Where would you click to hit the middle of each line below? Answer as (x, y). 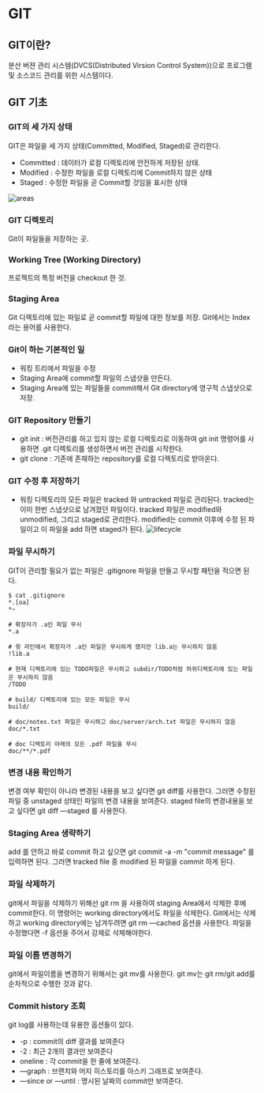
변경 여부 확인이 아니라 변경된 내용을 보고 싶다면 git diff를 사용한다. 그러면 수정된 (132, 791)
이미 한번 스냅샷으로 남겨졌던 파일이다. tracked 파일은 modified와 (121, 510)
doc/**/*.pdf (30, 751)
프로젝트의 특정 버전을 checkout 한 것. (67, 278)
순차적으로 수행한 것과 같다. (50, 983)
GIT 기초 (28, 102)
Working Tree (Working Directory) (75, 259)
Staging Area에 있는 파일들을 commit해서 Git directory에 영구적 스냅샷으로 (136, 387)
